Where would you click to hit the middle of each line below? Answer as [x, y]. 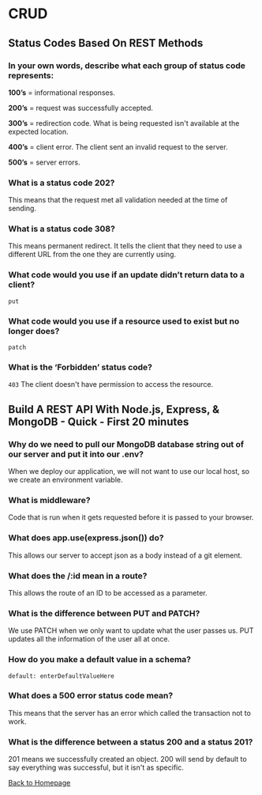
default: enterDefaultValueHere [61, 676]
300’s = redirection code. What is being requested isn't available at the [124, 123]
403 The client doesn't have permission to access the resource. [111, 384]
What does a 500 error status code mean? [91, 695]
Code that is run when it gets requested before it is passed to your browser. [131, 517]
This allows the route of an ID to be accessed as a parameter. [108, 592]
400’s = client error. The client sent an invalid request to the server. [118, 146]
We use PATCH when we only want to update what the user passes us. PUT [131, 630]
